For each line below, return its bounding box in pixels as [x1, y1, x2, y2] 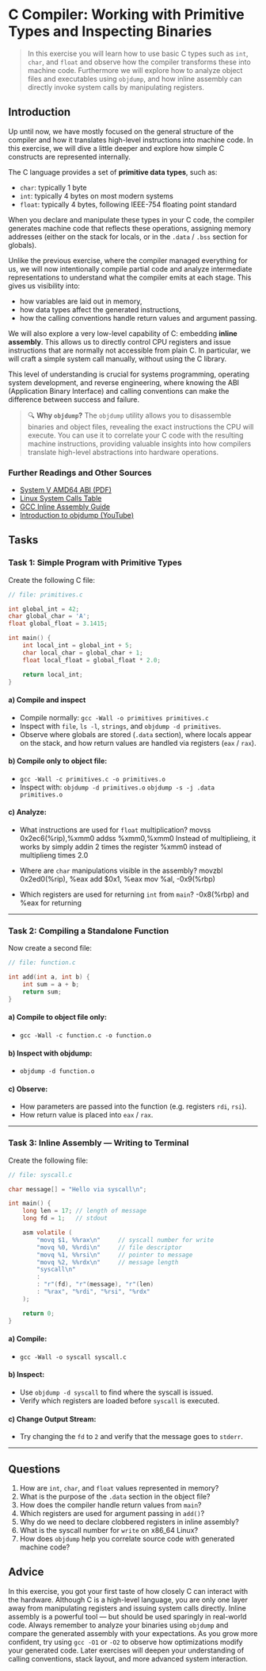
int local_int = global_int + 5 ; [22, 642, 133, 650]
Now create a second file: [8, 944, 93, 953]
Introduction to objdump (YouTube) [19, 511, 135, 520]
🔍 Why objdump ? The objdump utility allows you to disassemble [27, 411, 232, 420]
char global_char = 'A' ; [8, 612, 90, 620]
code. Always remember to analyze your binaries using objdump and [8, 1620, 229, 1630]
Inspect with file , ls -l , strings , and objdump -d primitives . [19, 721, 222, 731]
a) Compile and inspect [8, 695, 86, 704]
